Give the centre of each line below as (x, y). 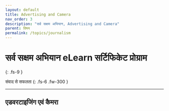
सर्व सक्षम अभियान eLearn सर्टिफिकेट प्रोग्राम (76, 58)
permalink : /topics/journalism (38, 33)
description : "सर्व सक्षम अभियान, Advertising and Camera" (62, 24)
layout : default (22, 10)
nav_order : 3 (19, 19)
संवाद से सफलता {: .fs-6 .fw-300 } (37, 81)
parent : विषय (18, 28)
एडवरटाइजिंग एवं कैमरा (32, 102)
